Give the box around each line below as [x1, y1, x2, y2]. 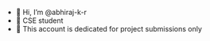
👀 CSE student [15, 16, 64, 25]
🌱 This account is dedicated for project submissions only [15, 24, 203, 33]
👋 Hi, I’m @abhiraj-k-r [15, 8, 87, 17]
